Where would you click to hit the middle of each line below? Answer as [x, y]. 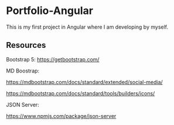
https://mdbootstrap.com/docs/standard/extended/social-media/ [84, 82]
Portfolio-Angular [50, 11]
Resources [26, 45]
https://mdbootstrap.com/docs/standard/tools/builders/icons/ [81, 93]
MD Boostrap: [23, 71]
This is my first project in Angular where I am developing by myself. [87, 27]
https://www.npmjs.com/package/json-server [61, 116]
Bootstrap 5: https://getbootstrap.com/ [53, 59]
